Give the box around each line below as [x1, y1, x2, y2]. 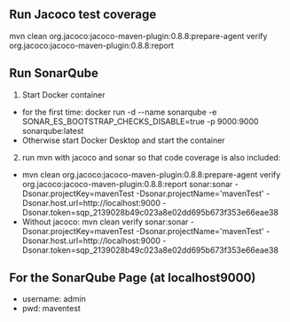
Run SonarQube [9, 66, 99, 81]
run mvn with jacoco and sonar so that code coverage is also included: [21, 152, 281, 162]
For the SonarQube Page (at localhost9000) [9, 271, 256, 286]
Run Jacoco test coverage [9, 7, 157, 22]
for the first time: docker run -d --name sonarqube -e [21, 106, 217, 117]
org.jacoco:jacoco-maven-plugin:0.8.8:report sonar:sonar [21, 178, 233, 189]
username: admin [21, 294, 87, 304]
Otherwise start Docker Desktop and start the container [21, 135, 225, 145]
